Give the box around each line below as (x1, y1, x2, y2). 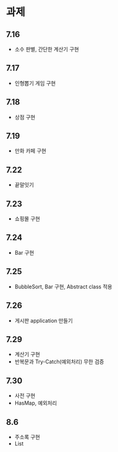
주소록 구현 (14, 433, 41, 440)
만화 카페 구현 (14, 147, 46, 154)
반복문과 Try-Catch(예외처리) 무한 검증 (14, 358, 104, 365)
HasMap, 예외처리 (14, 399, 58, 407)
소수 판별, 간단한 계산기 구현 (14, 45, 79, 53)
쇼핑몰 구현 (14, 215, 41, 222)
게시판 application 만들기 (14, 317, 73, 324)
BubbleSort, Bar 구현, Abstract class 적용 (14, 283, 113, 290)
